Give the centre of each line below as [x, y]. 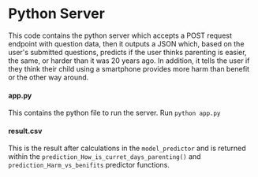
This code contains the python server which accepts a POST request [120, 35]
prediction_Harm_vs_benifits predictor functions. [89, 165]
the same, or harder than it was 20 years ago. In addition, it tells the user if [129, 61]
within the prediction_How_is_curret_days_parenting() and [105, 157]
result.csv [25, 131]
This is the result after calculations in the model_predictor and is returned [127, 148]
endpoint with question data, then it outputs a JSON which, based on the [126, 43]
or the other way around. [49, 77]
